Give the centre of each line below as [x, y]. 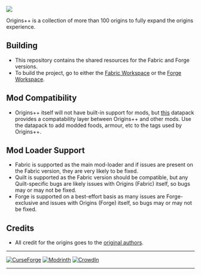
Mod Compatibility [42, 98]
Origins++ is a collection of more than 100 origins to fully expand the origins [100, 20]
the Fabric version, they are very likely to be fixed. [77, 171]
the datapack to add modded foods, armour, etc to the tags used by [98, 125]
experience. [21, 27]
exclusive [27, 203]
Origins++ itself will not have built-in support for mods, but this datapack [104, 112]
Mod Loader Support [45, 151]
